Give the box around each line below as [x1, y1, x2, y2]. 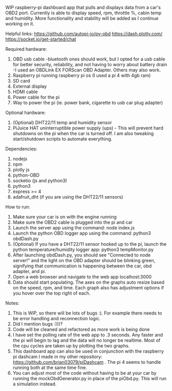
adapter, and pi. [12, 268, 46, 274]
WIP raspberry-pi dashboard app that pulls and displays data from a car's [5, 5, 161, 10]
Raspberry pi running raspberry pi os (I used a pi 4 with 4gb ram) [12, 72, 151, 79]
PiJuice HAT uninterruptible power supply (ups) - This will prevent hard [12, 125, 163, 131]
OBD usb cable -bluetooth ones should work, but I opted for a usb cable [12, 56, 165, 62]
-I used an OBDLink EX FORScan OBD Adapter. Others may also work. [12, 67, 161, 73]
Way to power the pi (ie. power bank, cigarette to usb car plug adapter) [12, 100, 163, 106]
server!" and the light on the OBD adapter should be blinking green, [12, 258, 156, 263]
